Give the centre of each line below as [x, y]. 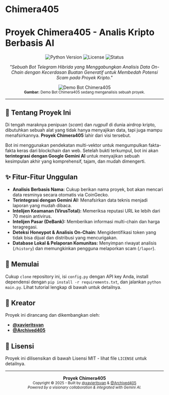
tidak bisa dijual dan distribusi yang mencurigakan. [65, 237]
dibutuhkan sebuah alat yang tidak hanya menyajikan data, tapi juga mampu [84, 130]
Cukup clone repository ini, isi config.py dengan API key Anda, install [77, 276]
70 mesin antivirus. [32, 216]
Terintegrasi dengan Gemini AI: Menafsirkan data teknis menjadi [80, 200]
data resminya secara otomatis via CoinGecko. [61, 194]
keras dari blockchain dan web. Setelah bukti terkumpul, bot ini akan [88, 151]
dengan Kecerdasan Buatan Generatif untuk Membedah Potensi [91, 72]
